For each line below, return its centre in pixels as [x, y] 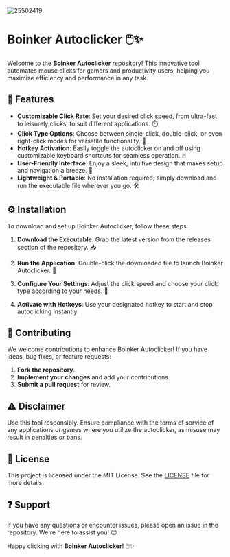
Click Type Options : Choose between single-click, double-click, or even [119, 133]
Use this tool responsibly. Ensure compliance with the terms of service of [111, 423]
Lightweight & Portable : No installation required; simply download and [117, 178]
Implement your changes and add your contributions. [93, 377]
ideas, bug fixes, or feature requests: [59, 357]
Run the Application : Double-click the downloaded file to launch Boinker [120, 263]
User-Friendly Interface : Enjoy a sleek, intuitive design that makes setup [120, 163]
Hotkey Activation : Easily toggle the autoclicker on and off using [109, 148]
